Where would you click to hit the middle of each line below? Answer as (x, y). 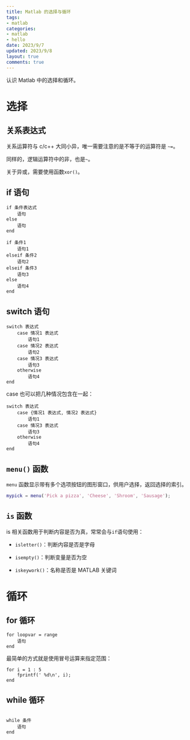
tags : (13, 17)
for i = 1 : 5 (24, 670)
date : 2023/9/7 (25, 46)
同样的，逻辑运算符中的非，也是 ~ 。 (50, 159)
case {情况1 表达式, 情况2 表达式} (57, 413)
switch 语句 (28, 311)
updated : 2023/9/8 (29, 51)
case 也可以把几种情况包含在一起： (50, 394)
